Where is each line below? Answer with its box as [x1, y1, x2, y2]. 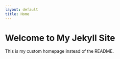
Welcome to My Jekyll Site [5, 32, 115, 44]
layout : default [5, 7, 38, 12]
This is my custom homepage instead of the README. [5, 48, 114, 54]
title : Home [5, 12, 29, 16]
